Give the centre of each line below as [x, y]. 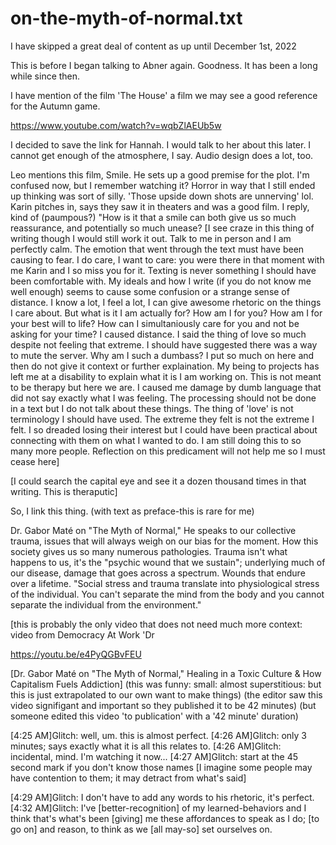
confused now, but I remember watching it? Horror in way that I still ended [163, 185]
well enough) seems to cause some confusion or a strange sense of [150, 291]
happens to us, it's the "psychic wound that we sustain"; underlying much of [168, 562]
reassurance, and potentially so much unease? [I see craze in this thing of [162, 228]
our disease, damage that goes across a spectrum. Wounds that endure [158, 573]
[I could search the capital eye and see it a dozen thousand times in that [158, 481]
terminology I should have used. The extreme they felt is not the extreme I [162, 419]
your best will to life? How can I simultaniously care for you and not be [155, 323]
